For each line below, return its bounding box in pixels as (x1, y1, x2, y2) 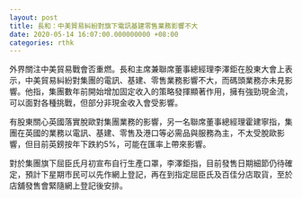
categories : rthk (9, 38, 75, 48)
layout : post (9, 13, 58, 22)
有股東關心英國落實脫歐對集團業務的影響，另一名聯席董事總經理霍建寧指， (9, 117, 285, 127)
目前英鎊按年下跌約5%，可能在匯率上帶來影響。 (32, 139, 211, 150)
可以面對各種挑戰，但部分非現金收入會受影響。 (9, 98, 182, 108)
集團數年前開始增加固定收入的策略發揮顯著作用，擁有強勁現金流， (48, 86, 293, 97)
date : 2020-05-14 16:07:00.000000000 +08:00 (9, 30, 179, 39)
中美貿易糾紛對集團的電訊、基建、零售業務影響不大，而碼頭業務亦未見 (24, 75, 285, 86)
